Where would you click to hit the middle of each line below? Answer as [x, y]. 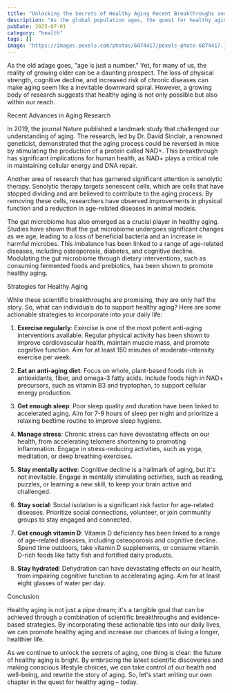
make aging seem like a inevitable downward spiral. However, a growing [109, 87]
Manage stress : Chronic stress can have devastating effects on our [113, 434]
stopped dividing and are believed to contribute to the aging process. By [110, 193]
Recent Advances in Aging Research [59, 115]
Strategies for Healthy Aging [48, 286]
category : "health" [35, 33]
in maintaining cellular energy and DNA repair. [72, 165]
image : [17, 46]
